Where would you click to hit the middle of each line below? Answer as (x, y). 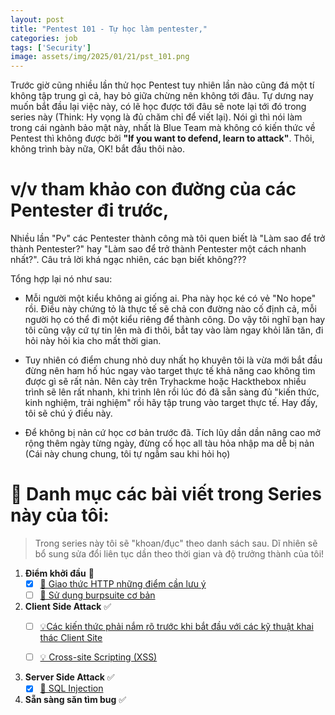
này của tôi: (60, 515)
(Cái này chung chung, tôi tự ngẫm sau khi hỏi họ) (127, 454)
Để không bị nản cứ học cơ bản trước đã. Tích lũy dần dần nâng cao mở (172, 433)
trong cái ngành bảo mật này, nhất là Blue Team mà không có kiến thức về (163, 128)
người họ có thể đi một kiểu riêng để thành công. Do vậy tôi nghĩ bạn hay (175, 320)
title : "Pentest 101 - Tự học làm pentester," (109, 29)
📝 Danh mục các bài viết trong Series (166, 494)
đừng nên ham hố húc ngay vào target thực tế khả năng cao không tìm (170, 371)
